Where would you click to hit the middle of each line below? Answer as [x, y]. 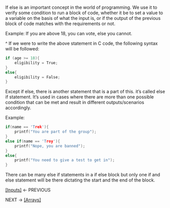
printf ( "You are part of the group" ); [55, 132]
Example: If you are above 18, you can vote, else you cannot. [69, 33]
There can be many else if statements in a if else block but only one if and [83, 175]
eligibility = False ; [37, 77]
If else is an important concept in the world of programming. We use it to [81, 7]
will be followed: [22, 49]
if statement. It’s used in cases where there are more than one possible [80, 97]
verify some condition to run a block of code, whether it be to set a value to [84, 13]
